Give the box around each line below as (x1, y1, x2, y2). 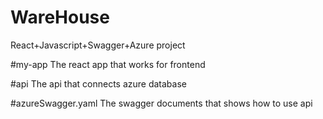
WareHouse (10, 6, 110, 29)
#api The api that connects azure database (10, 77, 187, 90)
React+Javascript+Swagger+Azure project (10, 39, 186, 51)
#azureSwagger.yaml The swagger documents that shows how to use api (10, 97, 313, 109)
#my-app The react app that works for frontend (10, 58, 206, 70)
